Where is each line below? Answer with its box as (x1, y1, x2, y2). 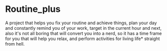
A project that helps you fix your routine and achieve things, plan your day (5, 20, 157, 26)
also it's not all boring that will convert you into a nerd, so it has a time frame (5, 30, 162, 36)
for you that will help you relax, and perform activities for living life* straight (5, 36, 161, 42)
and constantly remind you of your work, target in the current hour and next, (5, 25, 162, 31)
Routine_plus (5, 3, 61, 15)
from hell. (5, 41, 25, 47)
